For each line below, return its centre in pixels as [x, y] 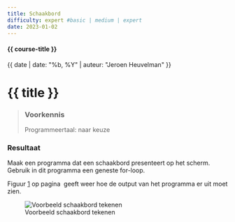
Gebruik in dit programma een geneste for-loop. [76, 170]
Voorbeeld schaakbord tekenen [70, 212]
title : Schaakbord [34, 14]
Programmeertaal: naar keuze [67, 130]
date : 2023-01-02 [33, 27]
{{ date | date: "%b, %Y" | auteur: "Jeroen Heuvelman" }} [89, 64]
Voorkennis [44, 114]
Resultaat [24, 147]
